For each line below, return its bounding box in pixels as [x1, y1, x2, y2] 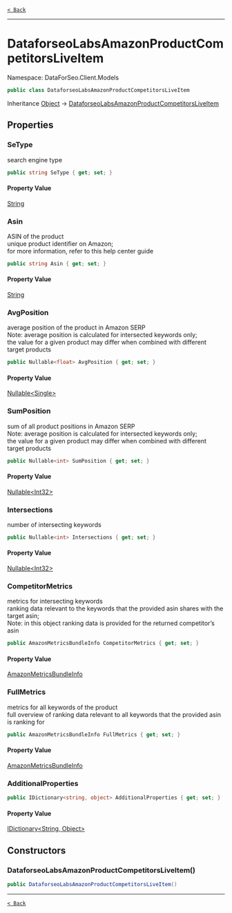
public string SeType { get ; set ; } [7, 169, 113, 176]
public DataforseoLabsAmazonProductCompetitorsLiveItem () [7, 881, 177, 887]
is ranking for [7, 718, 45, 726]
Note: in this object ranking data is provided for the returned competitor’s [7, 619, 215, 628]
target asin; [7, 612, 39, 620]
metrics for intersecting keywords [7, 597, 104, 606]
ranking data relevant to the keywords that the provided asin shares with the [7, 604, 224, 613]
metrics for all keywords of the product [7, 703, 118, 711]
